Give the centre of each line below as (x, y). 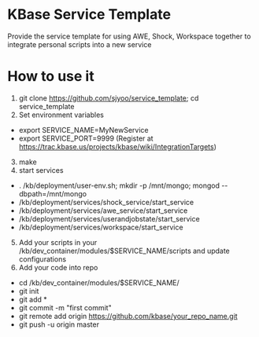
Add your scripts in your (58, 242)
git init (29, 291)
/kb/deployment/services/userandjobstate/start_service (109, 218)
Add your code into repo (58, 267)
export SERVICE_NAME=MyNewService (83, 130)
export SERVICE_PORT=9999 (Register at (86, 138)
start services (41, 170)
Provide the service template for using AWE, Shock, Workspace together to (129, 36)
